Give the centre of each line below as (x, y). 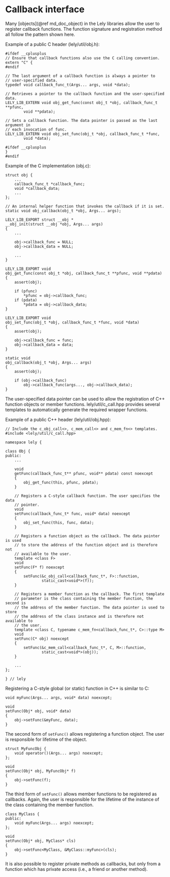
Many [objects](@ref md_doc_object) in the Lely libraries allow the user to (82, 23)
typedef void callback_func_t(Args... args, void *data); (68, 85)
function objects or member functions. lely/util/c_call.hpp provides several (83, 404)
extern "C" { (19, 62)
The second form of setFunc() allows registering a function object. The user (85, 734)
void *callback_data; (37, 188)
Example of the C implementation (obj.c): (48, 166)
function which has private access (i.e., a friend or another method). (77, 869)
